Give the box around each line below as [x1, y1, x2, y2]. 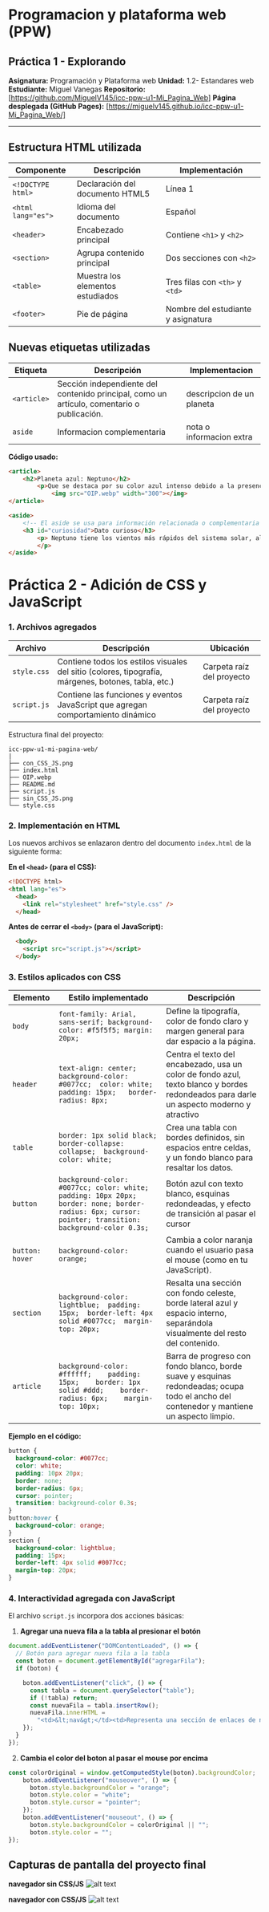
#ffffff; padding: [58, 1370, 142, 1379]
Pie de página [76, 308, 128, 319]
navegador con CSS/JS [8, 1895, 86, 1905]
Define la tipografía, [165, 1005, 240, 1017]
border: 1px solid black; [58, 1131, 158, 1140]
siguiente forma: [8, 846, 62, 856]
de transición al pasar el [165, 1208, 256, 1220]
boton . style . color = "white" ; [29, 1791, 130, 1799]
